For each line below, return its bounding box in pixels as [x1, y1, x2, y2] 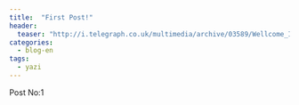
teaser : [17, 29, 46, 38]
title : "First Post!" [9, 12, 93, 22]
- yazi [17, 63, 42, 72]
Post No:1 [9, 86, 44, 98]
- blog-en [17, 46, 53, 55]
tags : [9, 54, 29, 63]
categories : [9, 37, 53, 47]
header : [9, 21, 38, 30]
